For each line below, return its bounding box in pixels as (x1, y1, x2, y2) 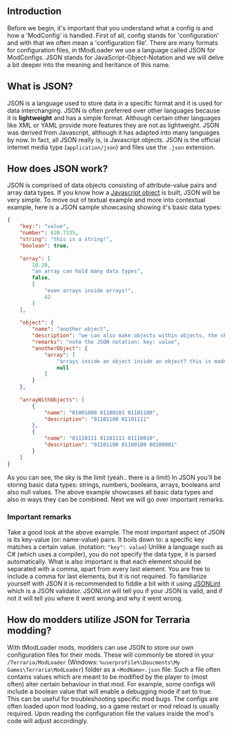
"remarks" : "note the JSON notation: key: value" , (32, 338, 181, 346)
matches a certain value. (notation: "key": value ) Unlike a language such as (7, 542, 224, 551)
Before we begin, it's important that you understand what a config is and (7, 23, 213, 32)
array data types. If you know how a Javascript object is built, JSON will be (7, 189, 221, 197)
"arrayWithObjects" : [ (19, 396, 85, 403)
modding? (7, 625, 52, 637)
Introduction (7, 6, 62, 17)
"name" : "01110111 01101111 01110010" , (43, 435, 159, 442)
